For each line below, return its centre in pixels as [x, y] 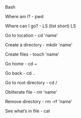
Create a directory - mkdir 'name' [39, 45]
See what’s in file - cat [27, 111]
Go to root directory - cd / [31, 83]
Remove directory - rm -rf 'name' [39, 101]
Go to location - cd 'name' [31, 35]
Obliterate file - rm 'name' [31, 92]
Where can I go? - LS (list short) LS [40, 26]
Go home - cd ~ [21, 64]
